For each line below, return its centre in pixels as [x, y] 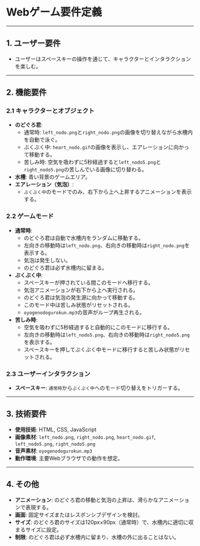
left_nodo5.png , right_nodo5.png [55, 444]
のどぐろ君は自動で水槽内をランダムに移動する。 [84, 238]
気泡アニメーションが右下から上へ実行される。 [81, 290]
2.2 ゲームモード [30, 216]
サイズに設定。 [44, 529]
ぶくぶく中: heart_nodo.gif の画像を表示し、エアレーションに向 [101, 147]
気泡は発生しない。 [47, 260]
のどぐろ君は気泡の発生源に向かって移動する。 [81, 297]
